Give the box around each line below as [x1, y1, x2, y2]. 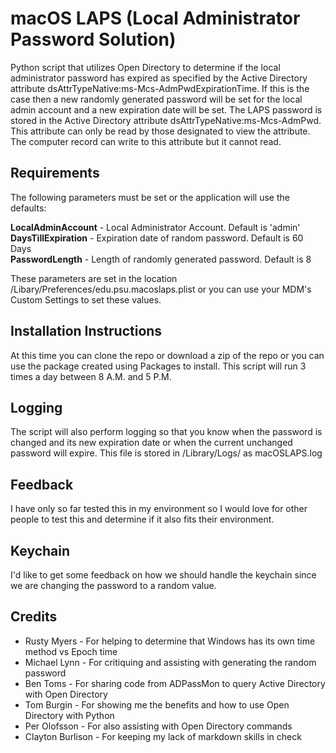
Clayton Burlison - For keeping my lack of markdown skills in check [24, 730, 302, 742]
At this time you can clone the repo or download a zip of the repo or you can [10, 349, 325, 361]
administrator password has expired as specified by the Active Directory [10, 72, 308, 84]
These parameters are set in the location [10, 272, 178, 284]
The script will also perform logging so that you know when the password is [10, 426, 323, 438]
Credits [10, 608, 58, 626]
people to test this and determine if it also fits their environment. [10, 513, 275, 526]
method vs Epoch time [24, 645, 118, 657]
